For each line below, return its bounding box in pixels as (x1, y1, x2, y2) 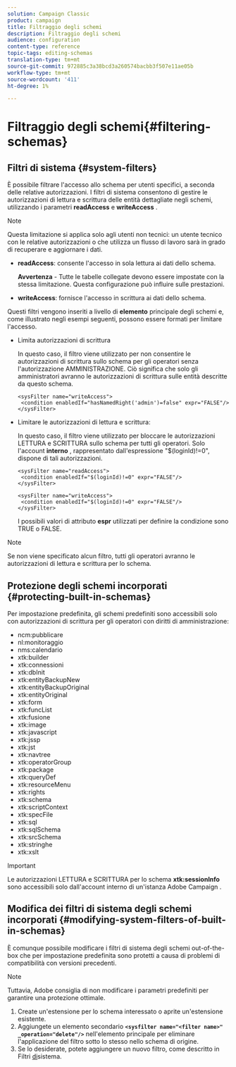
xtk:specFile (17, 810, 54, 819)
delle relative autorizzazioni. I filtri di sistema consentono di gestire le (7, 188, 208, 197)
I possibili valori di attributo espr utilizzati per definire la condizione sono (17, 517, 229, 526)
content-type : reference (7, 43, 80, 50)
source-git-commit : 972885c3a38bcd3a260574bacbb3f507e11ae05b (7, 63, 194, 70)
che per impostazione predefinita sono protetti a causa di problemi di (20, 951, 221, 959)
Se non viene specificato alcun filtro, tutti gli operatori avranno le (7, 552, 196, 560)
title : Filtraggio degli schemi (7, 23, 102, 30)
